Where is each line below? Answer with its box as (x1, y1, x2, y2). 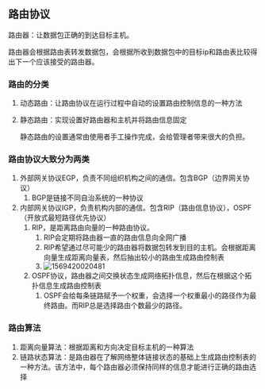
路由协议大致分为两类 (8, 154, 90, 165)
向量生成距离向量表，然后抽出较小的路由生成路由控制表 (43, 252, 225, 262)
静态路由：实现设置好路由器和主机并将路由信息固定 (19, 115, 187, 125)
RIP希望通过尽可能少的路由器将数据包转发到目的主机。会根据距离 (43, 243, 256, 252)
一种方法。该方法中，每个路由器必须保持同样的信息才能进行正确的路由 (19, 362, 250, 372)
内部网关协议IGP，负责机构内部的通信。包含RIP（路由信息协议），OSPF (19, 203, 252, 213)
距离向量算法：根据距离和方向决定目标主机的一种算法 (19, 342, 194, 352)
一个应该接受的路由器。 (21, 56, 99, 66)
